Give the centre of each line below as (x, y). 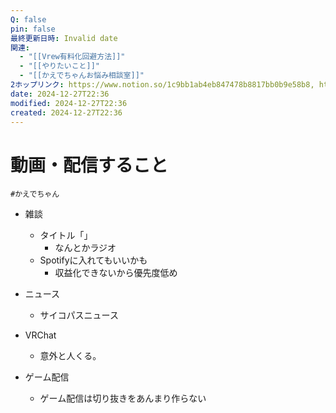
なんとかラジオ (85, 248)
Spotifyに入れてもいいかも (93, 260)
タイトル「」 (66, 235)
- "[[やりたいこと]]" (59, 66)
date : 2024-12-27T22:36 (60, 94)
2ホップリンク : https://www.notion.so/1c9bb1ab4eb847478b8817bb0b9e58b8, (162, 85)
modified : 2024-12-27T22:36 (69, 103)
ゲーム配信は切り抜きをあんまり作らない (123, 398)
